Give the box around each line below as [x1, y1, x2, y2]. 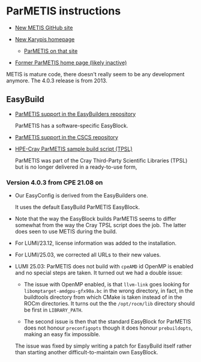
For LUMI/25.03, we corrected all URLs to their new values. [14, 251, 161, 259]
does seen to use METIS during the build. [14, 228, 118, 235]
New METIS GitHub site [14, 24, 73, 31]
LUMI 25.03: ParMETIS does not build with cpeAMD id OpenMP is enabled [14, 263, 194, 270]
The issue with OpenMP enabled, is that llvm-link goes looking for [23, 281, 190, 288]
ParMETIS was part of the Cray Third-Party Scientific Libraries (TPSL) [14, 157, 188, 164]
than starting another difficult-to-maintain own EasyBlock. [14, 349, 158, 356]
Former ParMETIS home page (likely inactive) [14, 59, 127, 66]
